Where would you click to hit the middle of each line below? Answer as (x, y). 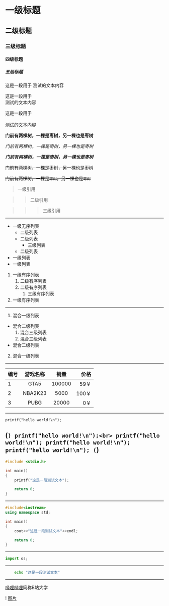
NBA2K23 (35, 393)
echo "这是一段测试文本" (37, 573)
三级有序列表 (41, 294)
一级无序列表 (26, 226)
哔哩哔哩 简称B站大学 (27, 587)
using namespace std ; (28, 513)
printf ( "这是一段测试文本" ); (42, 480)
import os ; (17, 559)
